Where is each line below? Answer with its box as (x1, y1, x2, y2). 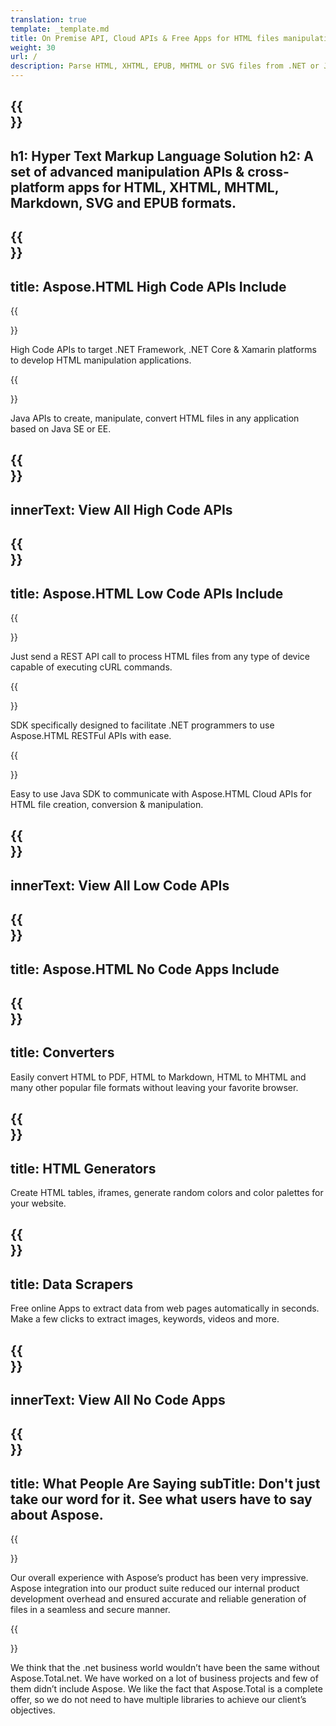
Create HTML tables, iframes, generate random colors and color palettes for (10, 1186, 324, 1198)
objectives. (10, 1704, 56, 1716)
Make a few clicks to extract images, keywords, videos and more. (10, 1313, 280, 1325)
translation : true (10, 14, 87, 25)
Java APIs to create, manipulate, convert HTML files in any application (10, 412, 300, 424)
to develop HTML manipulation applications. (10, 354, 192, 366)
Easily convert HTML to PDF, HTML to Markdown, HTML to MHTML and (10, 1071, 307, 1083)
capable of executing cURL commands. (10, 661, 173, 673)
